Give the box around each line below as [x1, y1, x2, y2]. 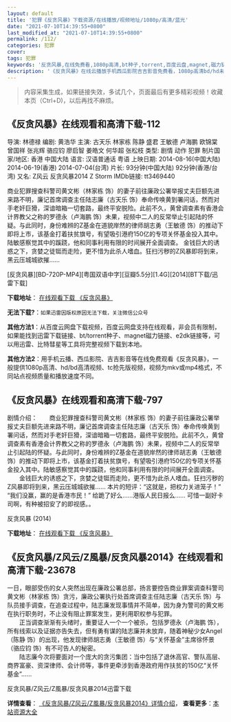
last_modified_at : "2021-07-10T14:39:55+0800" [7, 29, 143, 37]
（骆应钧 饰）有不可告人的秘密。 [7, 643, 100, 652]
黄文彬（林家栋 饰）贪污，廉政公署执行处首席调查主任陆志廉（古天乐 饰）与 [7, 592, 221, 600]
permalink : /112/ [7, 36, 57, 43]
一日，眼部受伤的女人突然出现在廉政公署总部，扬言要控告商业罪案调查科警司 [7, 584, 224, 592]
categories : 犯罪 [7, 42, 55, 49]
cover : [7, 49, 26, 56]
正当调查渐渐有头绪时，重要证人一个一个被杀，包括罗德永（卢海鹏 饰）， [19, 618, 223, 626]
